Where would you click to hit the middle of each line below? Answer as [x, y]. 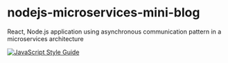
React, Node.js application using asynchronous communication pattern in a [114, 32]
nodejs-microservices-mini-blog [104, 13]
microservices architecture [46, 38]
